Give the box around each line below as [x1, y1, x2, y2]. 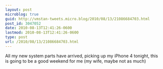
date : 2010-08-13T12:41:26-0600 [5, 26, 72, 31]
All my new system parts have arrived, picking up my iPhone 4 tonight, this [5, 53, 158, 59]
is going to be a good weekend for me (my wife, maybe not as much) [5, 58, 147, 64]
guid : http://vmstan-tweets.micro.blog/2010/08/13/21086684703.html [5, 16, 150, 21]
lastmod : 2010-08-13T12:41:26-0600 [5, 30, 79, 35]
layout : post [5, 7, 32, 12]
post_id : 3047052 [5, 21, 41, 26]
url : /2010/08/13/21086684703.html [5, 39, 79, 44]
